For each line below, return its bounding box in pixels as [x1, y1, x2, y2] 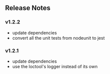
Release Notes [5, 4, 51, 12]
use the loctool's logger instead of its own [12, 63, 98, 69]
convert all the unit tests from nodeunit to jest [12, 35, 105, 41]
